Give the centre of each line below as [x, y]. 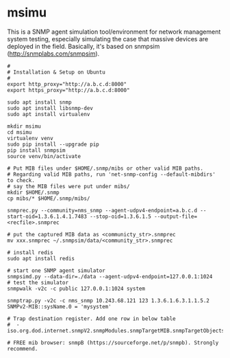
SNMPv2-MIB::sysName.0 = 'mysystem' [59, 306]
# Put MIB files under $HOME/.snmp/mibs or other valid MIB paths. [105, 168]
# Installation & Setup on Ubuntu [56, 72]
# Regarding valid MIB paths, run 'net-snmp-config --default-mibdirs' [111, 174]
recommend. [23, 348]
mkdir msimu [24, 126]
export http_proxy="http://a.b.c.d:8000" [67, 84]
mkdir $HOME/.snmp [33, 192]
